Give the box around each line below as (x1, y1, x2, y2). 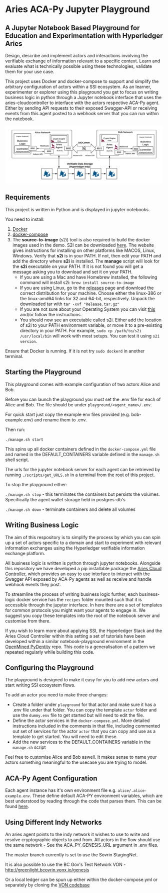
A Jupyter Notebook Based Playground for (5, 24, 140, 32)
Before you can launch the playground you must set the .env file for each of (5, 396, 161, 402)
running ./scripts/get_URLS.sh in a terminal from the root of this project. (5, 472, 155, 478)
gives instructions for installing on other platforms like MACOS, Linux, (12, 247, 155, 253)
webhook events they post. (5, 581, 61, 587)
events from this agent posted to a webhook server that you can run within (5, 111, 159, 116)
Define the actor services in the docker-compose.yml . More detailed (12, 718, 150, 724)
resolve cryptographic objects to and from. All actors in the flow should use (5, 836, 160, 843)
